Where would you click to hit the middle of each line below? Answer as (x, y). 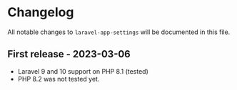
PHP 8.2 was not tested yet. (59, 79)
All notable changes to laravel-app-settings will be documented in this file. (119, 32)
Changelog (41, 12)
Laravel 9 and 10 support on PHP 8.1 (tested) (83, 71)
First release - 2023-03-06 (69, 54)
